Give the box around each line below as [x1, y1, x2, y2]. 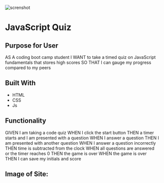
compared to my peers [5, 65, 51, 71]
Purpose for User [5, 41, 59, 50]
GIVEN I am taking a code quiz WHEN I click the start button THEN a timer [5, 130, 154, 135]
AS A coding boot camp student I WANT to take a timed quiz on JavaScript [5, 54, 156, 60]
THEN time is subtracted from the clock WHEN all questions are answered [5, 145, 155, 151]
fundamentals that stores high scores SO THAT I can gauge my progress [5, 59, 152, 65]
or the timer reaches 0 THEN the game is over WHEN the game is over [5, 150, 147, 157]
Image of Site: [5, 170, 48, 179]
